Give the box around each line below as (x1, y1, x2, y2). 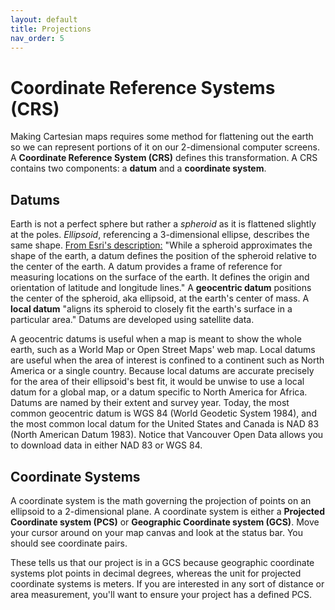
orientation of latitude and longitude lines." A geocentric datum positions (10, 282, 312, 294)
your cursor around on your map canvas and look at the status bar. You (10, 526, 304, 538)
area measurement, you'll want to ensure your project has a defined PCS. (10, 588, 313, 600)
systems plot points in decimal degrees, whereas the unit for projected (10, 567, 302, 579)
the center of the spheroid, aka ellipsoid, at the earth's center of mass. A (10, 292, 310, 305)
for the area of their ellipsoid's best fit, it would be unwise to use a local (10, 376, 305, 388)
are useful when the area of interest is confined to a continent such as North (10, 354, 325, 366)
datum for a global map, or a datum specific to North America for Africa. (10, 386, 308, 398)
